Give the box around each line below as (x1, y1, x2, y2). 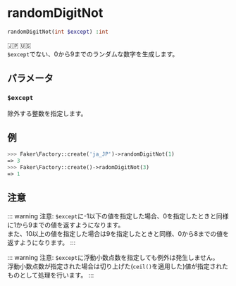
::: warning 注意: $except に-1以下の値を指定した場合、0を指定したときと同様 (7, 211, 229, 220)
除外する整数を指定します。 (7, 109, 87, 118)
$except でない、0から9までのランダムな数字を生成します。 (7, 49, 179, 58)
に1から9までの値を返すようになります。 (7, 220, 125, 229)
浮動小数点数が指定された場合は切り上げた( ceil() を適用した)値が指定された (7, 262, 229, 271)
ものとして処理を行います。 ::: (7, 271, 94, 279)
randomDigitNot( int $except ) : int (7, 28, 109, 35)
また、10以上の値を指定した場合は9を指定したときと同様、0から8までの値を (7, 229, 229, 237)
